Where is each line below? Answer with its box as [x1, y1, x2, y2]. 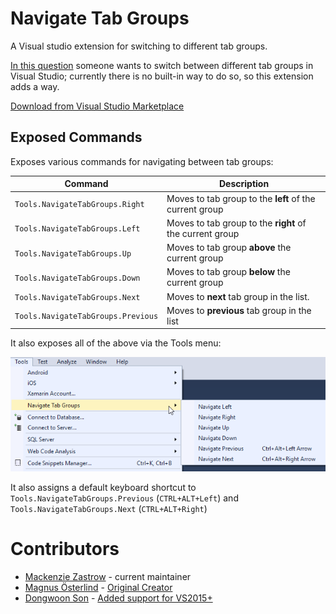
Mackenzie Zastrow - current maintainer [24, 571, 192, 583]
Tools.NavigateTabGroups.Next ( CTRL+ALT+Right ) [10, 503, 208, 515]
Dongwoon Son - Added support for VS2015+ [24, 592, 213, 604]
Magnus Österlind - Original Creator [24, 582, 173, 594]
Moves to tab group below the [166, 266, 291, 278]
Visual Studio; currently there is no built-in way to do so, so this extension [10, 70, 314, 82]
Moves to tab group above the [166, 242, 292, 253]
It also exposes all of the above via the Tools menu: [10, 337, 222, 349]
